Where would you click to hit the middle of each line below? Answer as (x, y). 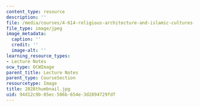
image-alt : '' (29, 51)
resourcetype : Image (32, 84)
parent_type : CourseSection (41, 78)
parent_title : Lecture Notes (42, 73)
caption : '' (26, 39)
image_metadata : (26, 34)
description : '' (26, 17)
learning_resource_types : (38, 56)
